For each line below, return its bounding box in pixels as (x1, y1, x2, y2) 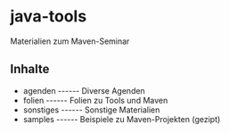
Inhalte (10, 62, 50, 77)
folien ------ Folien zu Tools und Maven (22, 95, 168, 105)
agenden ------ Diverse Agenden (22, 85, 145, 96)
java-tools (10, 6, 87, 27)
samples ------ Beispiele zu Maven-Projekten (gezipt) (22, 113, 221, 124)
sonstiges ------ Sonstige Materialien (22, 104, 160, 115)
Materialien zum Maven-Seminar (10, 36, 130, 46)
